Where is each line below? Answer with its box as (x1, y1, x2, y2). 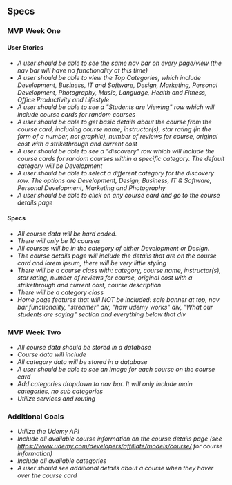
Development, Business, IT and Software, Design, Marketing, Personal (17, 81, 218, 89)
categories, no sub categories (17, 387, 104, 396)
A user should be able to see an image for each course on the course (17, 365, 215, 374)
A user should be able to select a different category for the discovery (17, 169, 215, 177)
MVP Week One (7, 26, 61, 36)
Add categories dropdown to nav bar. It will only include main (17, 380, 193, 388)
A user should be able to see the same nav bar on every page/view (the (17, 59, 222, 67)
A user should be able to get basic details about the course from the (17, 117, 212, 126)
